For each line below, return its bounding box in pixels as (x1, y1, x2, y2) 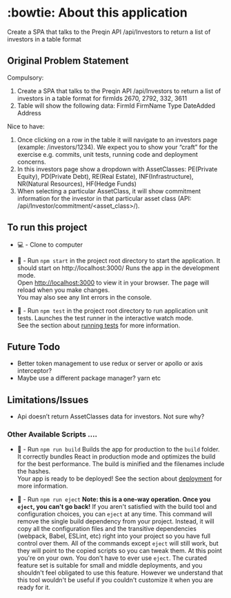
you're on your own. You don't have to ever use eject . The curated (17, 554, 208, 562)
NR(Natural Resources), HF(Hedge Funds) (17, 180, 137, 188)
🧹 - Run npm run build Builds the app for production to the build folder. (17, 445, 220, 454)
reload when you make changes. (17, 285, 110, 294)
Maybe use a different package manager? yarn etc (17, 374, 161, 383)
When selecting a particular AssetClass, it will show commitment (17, 186, 201, 195)
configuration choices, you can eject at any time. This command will (17, 510, 212, 519)
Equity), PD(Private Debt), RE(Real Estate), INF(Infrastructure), (17, 172, 194, 180)
